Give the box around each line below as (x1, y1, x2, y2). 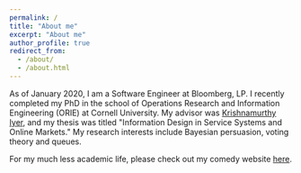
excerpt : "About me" (9, 30, 87, 39)
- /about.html (17, 64, 70, 73)
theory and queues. (9, 136, 83, 147)
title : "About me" (9, 22, 78, 31)
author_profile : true (9, 38, 91, 48)
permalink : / (9, 13, 58, 23)
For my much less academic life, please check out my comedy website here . (9, 153, 293, 164)
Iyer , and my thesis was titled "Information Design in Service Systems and (9, 116, 283, 127)
